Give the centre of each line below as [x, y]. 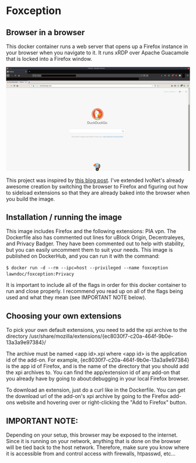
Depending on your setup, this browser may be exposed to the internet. [92, 435]
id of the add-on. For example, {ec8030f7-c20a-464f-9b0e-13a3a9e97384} [98, 360]
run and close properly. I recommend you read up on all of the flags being [95, 291]
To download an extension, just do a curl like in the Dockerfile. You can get [96, 390]
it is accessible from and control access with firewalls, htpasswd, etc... [91, 453]
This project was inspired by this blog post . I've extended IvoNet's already [95, 180]
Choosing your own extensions [64, 316]
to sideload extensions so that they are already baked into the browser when [98, 193]
